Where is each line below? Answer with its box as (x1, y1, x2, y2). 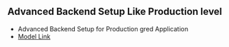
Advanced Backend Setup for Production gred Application (17, 24, 189, 33)
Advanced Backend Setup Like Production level (7, 6, 223, 18)
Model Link (17, 32, 51, 41)
